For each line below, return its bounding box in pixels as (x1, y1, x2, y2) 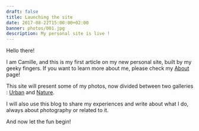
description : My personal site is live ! (6, 31, 110, 37)
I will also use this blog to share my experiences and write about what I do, (6, 100, 189, 107)
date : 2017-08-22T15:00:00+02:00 (6, 20, 89, 25)
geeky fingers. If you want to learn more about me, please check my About (6, 65, 189, 72)
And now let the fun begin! (6, 118, 71, 125)
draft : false (6, 8, 39, 15)
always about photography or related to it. (6, 107, 109, 114)
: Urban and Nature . (6, 89, 55, 96)
